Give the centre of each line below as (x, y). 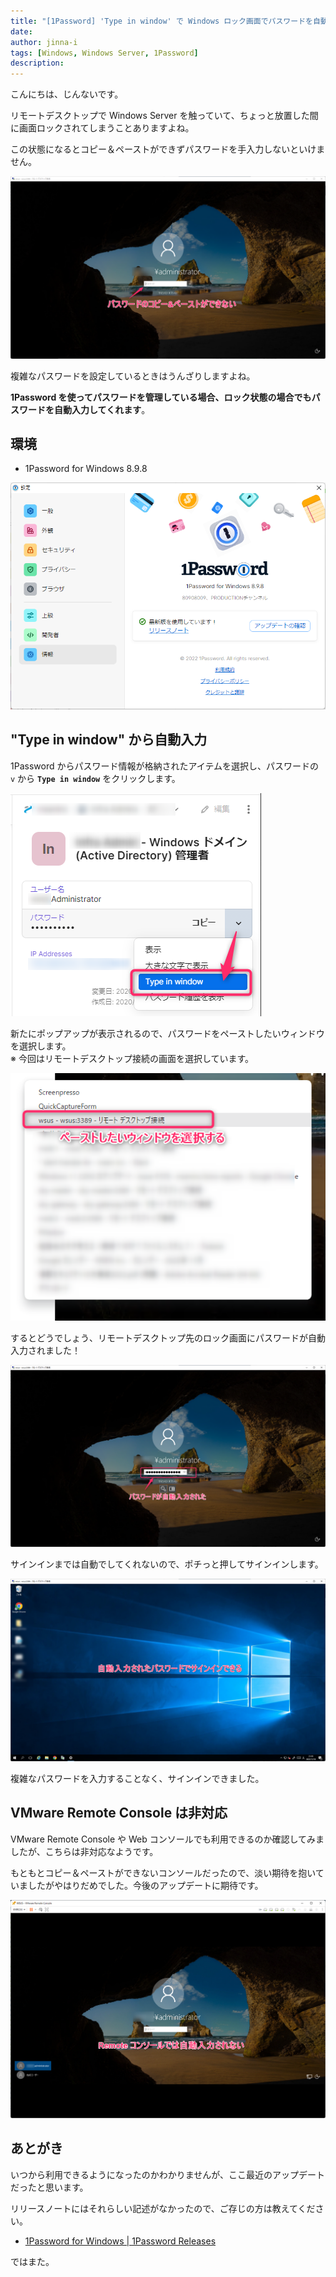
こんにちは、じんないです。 (67, 94)
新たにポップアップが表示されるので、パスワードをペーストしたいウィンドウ (167, 1033)
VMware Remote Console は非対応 (119, 1813)
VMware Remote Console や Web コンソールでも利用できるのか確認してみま (167, 1839)
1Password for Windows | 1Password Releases (120, 2241)
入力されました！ (45, 1350)
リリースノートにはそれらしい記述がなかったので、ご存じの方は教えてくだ (163, 2208)
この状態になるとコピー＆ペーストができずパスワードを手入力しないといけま (168, 149)
